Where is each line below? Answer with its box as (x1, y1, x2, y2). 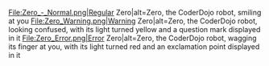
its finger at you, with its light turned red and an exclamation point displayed (8, 42, 260, 52)
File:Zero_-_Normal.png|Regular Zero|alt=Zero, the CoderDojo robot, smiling (8, 8, 262, 17)
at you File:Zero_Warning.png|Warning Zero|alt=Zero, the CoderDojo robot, (8, 16, 258, 26)
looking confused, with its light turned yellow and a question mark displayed (8, 25, 261, 34)
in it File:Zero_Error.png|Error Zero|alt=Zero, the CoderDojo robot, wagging (8, 33, 257, 43)
